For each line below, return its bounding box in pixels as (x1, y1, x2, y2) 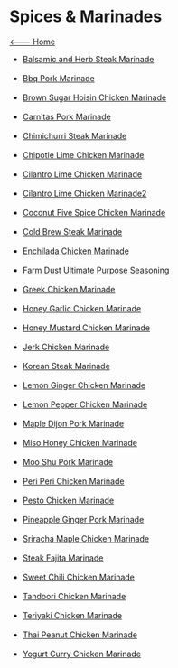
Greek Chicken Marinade (22, 283, 116, 294)
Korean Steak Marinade (22, 360, 110, 371)
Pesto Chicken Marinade (22, 495, 115, 506)
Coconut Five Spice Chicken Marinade (22, 207, 166, 218)
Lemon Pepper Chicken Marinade (22, 399, 148, 410)
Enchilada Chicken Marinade (22, 246, 129, 256)
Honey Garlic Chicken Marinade (22, 302, 142, 313)
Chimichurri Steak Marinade (22, 130, 127, 141)
